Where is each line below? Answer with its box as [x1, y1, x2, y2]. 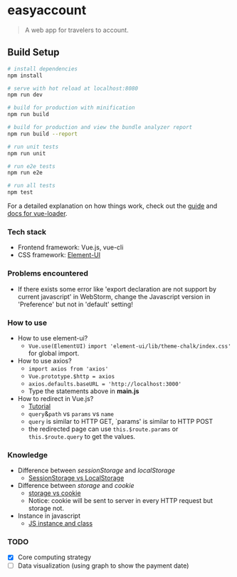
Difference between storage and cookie [17, 482, 135, 490]
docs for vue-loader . [7, 209, 68, 217]
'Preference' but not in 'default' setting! [17, 300, 133, 308]
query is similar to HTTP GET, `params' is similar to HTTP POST [28, 417, 214, 425]
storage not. [28, 504, 64, 513]
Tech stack [7, 227, 46, 236]
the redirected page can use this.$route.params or [28, 425, 179, 433]
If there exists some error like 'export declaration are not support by [17, 284, 217, 293]
